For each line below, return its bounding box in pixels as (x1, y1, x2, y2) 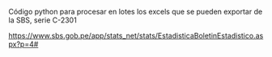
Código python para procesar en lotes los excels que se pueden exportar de (8, 7, 263, 16)
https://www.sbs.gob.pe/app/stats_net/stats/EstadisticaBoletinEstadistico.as (8, 31, 264, 40)
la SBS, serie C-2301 (8, 15, 77, 25)
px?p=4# (8, 39, 39, 49)
